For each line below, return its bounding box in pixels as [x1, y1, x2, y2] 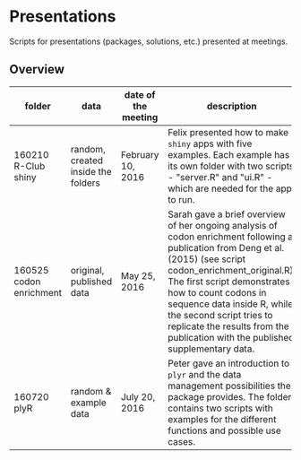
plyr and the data [167, 368, 242, 380]
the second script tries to [167, 308, 273, 321]
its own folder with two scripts [167, 160, 295, 172]
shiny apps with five [167, 137, 253, 150]
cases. [167, 435, 195, 447]
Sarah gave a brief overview [167, 208, 287, 221]
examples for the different [167, 412, 277, 425]
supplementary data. [167, 343, 255, 355]
